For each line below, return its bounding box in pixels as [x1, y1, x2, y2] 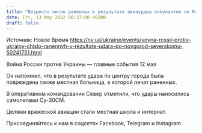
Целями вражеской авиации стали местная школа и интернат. [6, 108, 167, 116]
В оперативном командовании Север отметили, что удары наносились [6, 90, 190, 98]
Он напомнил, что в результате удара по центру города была [6, 72, 164, 80]
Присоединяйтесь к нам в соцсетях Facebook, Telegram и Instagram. [6, 120, 183, 127]
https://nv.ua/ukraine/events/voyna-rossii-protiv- [69, 37, 191, 44]
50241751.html [6, 49, 42, 56]
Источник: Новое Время [6, 37, 69, 44]
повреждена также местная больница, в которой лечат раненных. [6, 78, 177, 86]
